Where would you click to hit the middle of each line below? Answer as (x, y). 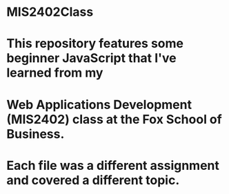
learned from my (55, 73)
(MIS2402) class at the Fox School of (114, 119)
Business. (36, 134)
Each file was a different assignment (113, 165)
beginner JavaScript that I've (91, 58)
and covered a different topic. (93, 180)
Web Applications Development (99, 105)
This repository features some (95, 44)
